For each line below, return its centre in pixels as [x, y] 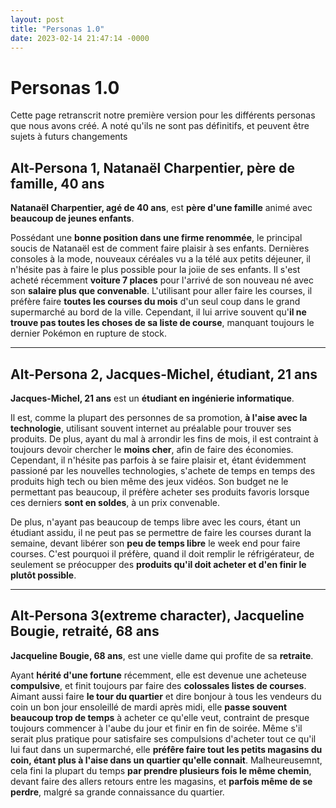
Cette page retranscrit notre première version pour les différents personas [163, 115]
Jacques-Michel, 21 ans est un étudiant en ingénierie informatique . [152, 398]
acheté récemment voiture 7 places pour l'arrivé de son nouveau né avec [162, 280]
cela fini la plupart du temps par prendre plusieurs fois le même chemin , [161, 770]
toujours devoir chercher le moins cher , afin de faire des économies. [152, 449]
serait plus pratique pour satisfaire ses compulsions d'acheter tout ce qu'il [163, 738]
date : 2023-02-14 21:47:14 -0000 [80, 38]
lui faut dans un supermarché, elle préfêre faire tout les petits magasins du [166, 749]
